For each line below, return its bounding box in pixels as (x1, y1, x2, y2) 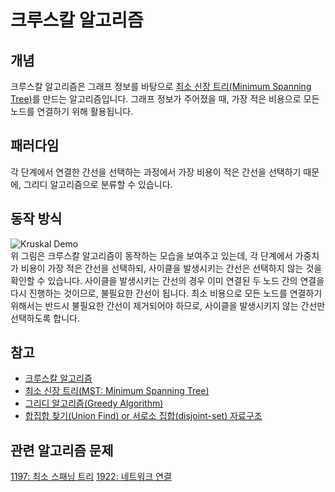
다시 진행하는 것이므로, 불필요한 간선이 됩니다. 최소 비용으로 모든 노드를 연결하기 (10, 287, 323, 299)
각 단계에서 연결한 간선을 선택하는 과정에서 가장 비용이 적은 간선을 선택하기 (10, 166, 302, 178)
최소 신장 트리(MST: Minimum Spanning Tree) (24, 385, 210, 397)
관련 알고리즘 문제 (10, 442, 114, 459)
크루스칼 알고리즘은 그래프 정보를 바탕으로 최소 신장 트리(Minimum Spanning (10, 81, 312, 92)
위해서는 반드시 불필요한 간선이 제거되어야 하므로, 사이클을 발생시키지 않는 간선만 (10, 299, 326, 311)
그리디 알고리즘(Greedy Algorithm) (24, 397, 164, 410)
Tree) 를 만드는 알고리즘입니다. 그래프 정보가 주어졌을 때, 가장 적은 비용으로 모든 (10, 93, 320, 105)
